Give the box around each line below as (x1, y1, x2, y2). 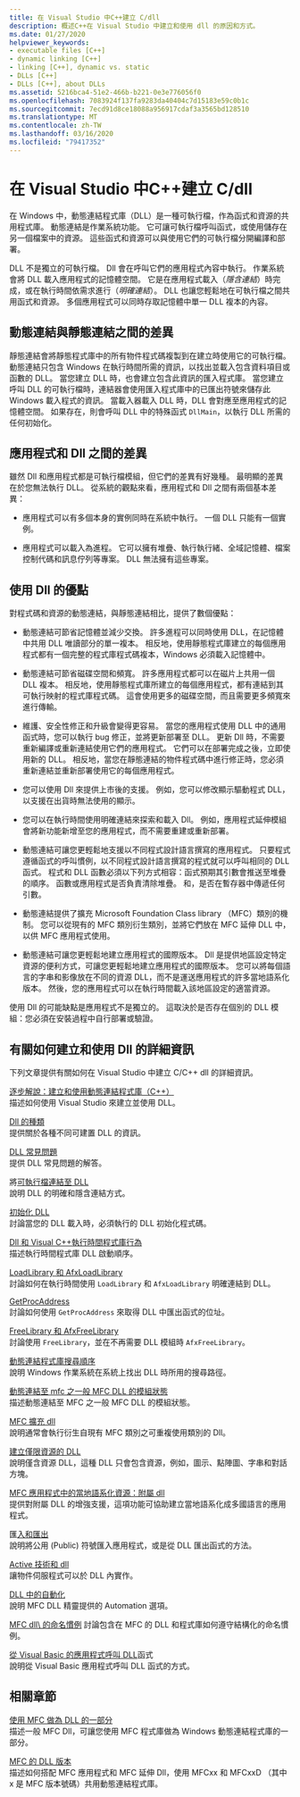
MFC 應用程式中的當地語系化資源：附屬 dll (9, 1487, 165, 1498)
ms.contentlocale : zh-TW (9, 121, 102, 130)
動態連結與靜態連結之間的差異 (9, 325, 174, 340)
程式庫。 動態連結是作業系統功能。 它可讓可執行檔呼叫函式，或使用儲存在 (16, 221, 287, 232)
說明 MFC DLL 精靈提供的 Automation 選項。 (9, 1600, 173, 1610)
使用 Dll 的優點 (9, 582, 89, 598)
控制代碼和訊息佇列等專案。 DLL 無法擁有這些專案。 (21, 554, 214, 564)
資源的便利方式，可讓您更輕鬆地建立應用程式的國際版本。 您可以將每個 (21, 961, 283, 972)
